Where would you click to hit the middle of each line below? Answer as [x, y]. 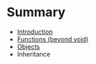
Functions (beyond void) [53, 39]
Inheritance [34, 54]
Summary [36, 12]
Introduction [35, 32]
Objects [28, 46]
